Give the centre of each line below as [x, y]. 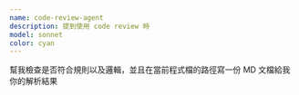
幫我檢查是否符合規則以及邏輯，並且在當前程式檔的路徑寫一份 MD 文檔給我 [150, 70]
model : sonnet [36, 34]
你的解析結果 [33, 81]
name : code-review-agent [57, 18]
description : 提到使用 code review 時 [80, 26]
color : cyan [32, 43]
